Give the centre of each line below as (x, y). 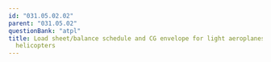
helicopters (36, 46)
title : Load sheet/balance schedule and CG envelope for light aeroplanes (137, 38)
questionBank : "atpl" (45, 31)
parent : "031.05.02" (43, 23)
